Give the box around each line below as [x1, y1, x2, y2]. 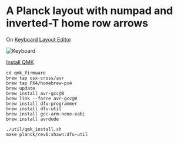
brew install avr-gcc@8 [6, 90, 65, 96]
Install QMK [6, 59, 34, 66]
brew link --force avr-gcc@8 [6, 96, 78, 101]
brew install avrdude [6, 116, 59, 122]
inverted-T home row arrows [6, 16, 149, 30]
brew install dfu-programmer [6, 101, 78, 107]
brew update [6, 85, 35, 91]
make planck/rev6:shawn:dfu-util [6, 131, 88, 137]
